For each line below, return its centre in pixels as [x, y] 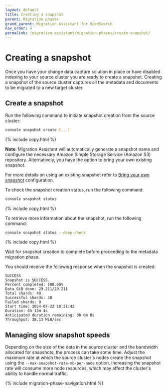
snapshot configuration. [30, 180]
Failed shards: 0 [23, 302]
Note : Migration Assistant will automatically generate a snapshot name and [82, 149]
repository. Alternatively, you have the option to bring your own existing [79, 159]
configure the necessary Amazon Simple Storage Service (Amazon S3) [78, 154]
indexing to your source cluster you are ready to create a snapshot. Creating [83, 77]
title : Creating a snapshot [34, 14]
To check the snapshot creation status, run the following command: [74, 189]
